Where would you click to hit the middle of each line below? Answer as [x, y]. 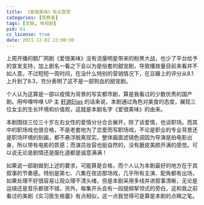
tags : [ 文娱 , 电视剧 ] [31, 23]
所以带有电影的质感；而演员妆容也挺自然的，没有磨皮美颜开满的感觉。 [104, 145]
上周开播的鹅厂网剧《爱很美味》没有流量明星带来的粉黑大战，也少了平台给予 [102, 58]
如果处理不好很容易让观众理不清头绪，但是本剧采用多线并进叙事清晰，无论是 [102, 181]
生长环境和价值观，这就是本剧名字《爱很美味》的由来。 [96, 109]
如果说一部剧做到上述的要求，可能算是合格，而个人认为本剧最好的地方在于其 [102, 165]
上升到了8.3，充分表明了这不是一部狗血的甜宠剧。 [69, 81]
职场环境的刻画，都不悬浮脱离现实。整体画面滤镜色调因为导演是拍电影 [99, 137]
